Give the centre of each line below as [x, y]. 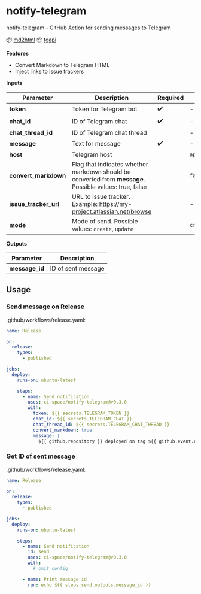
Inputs [14, 83]
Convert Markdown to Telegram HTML [62, 65]
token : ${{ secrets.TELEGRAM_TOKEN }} [81, 413]
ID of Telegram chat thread [109, 132]
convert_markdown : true [63, 430]
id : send [39, 552]
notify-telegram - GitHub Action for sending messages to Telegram [89, 28]
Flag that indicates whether [110, 164]
